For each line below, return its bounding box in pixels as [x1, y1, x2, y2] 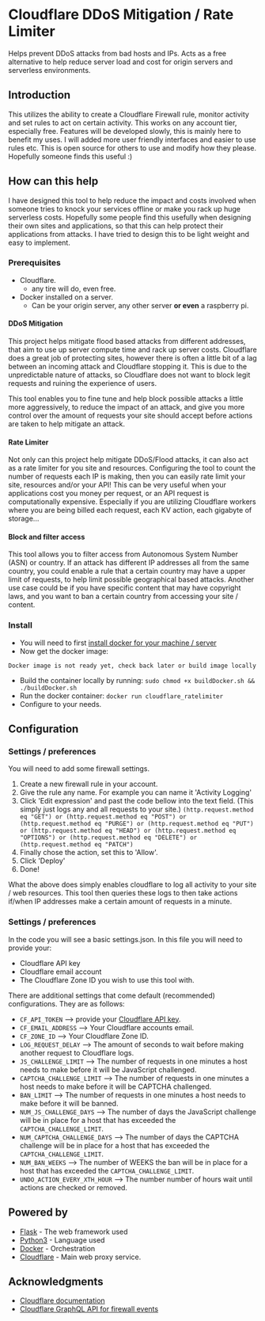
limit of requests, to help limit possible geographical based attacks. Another [8, 575, 255, 584]
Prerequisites [8, 258, 61, 269]
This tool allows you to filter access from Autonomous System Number [8, 549, 239, 559]
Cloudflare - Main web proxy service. [19, 1252, 142, 1262]
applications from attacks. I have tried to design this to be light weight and [8, 229, 250, 239]
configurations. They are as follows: [8, 998, 125, 1008]
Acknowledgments [8, 1274, 104, 1289]
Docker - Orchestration [19, 1243, 96, 1253]
